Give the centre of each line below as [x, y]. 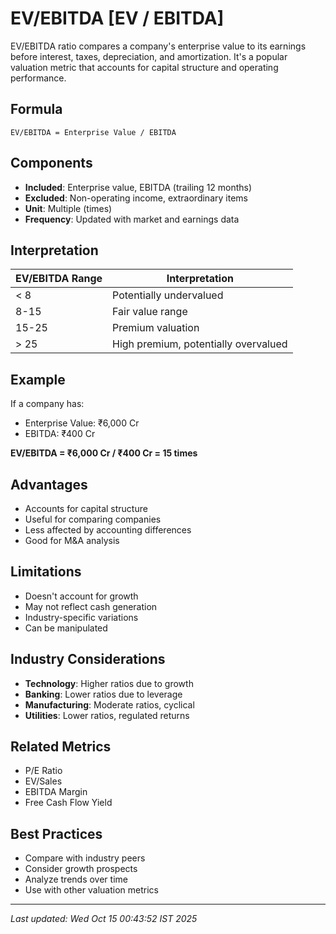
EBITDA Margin [56, 792]
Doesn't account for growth [81, 596]
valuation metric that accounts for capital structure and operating [144, 67]
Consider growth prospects [81, 869]
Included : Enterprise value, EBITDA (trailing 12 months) [138, 187]
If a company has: [47, 404]
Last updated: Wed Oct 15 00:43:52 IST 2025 [104, 919]
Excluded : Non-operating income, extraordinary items [136, 198]
